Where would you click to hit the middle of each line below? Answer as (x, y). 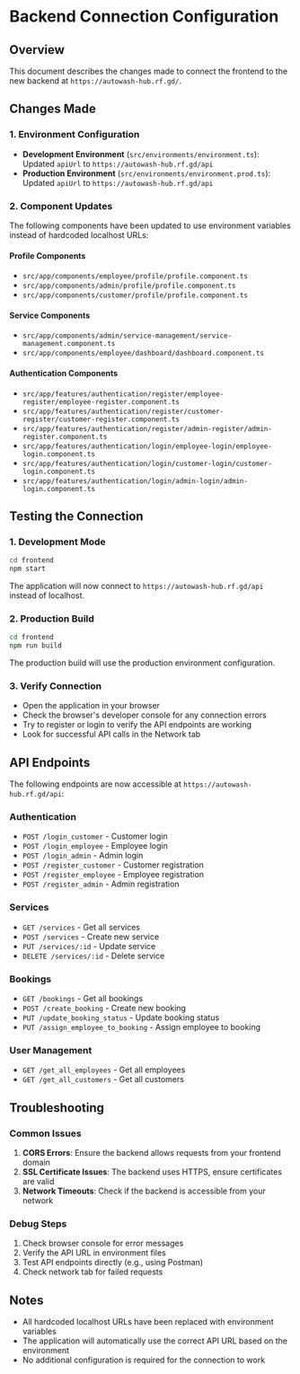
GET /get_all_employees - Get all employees (104, 1070)
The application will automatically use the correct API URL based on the (155, 1341)
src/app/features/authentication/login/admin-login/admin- (135, 481)
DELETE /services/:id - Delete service (93, 956)
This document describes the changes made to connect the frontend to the (149, 71)
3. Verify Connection (55, 686)
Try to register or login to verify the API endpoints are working (137, 725)
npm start (28, 569)
